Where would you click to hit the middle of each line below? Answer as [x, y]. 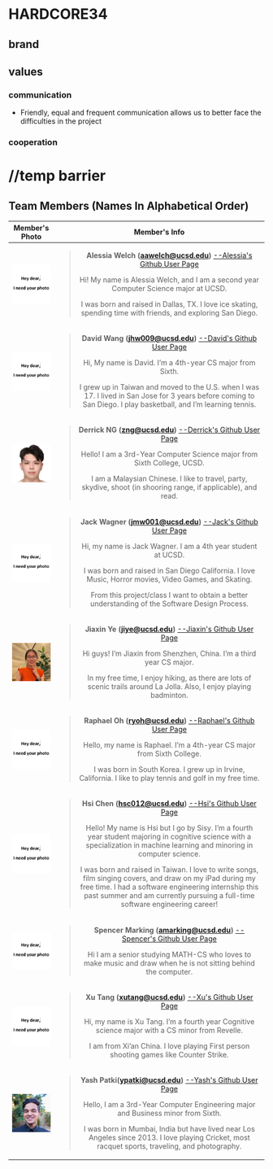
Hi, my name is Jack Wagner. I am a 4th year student [169, 546]
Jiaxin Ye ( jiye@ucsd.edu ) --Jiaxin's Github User [169, 629]
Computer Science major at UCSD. [169, 288]
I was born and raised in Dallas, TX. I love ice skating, [169, 304]
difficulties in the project [61, 121]
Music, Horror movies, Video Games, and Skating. [169, 579]
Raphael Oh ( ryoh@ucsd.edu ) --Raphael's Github [169, 721]
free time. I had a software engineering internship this [169, 887]
